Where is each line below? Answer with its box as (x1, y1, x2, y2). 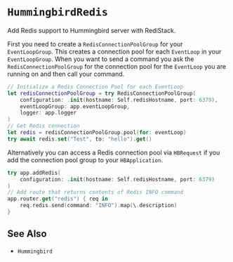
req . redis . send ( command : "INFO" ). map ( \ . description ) (20, 202, 178, 209)
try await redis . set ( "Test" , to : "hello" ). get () (7, 136, 152, 143)
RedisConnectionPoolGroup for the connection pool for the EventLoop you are (7, 62, 227, 70)
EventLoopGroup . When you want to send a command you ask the (7, 55, 194, 63)
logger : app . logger (20, 110, 77, 117)
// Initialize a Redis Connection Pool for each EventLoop (7, 83, 184, 90)
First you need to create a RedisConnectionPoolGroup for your (7, 39, 184, 48)
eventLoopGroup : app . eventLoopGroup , (20, 103, 131, 110)
